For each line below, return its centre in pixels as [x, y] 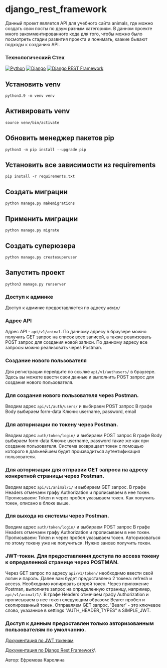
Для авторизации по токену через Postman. [62, 424]
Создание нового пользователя [46, 361]
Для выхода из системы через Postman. [57, 516]
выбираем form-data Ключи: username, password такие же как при [77, 441]
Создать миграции [36, 192]
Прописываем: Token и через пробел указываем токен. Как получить [80, 497]
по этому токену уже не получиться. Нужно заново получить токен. [78, 543]
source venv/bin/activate [32, 122]
